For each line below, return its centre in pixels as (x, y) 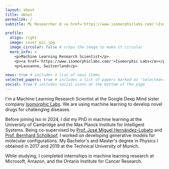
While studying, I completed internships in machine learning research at (80, 156)
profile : (14, 33)
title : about (19, 15)
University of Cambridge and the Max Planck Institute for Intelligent (75, 125)
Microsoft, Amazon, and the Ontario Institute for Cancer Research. (74, 161)
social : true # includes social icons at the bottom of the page (75, 84)
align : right (23, 38)
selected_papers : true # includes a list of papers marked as (72, 80)
